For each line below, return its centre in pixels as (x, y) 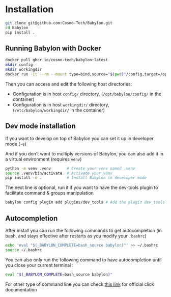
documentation (21, 289)
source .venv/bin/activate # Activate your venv (59, 173)
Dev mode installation (41, 126)
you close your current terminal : (39, 265)
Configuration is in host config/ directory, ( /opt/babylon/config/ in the (87, 94)
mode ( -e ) (16, 144)
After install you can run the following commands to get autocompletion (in (83, 231)
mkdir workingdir (24, 70)
